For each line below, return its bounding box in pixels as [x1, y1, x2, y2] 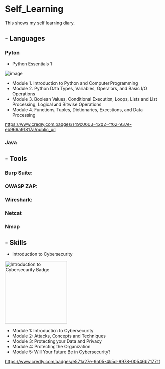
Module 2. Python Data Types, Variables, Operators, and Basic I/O [12, 85, 147, 91]
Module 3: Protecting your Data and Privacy [12, 338, 102, 344]
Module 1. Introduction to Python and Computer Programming [12, 80, 138, 86]
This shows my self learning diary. [5, 20, 75, 26]
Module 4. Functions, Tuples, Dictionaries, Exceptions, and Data [12, 106, 143, 113]
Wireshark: [5, 196, 33, 203]
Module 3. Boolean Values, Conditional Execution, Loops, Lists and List [12, 96, 157, 102]
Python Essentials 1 [12, 61, 52, 67]
